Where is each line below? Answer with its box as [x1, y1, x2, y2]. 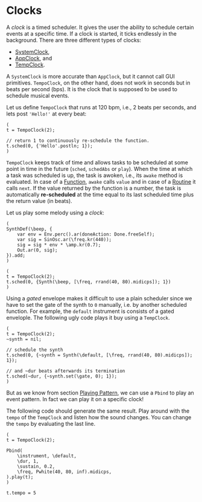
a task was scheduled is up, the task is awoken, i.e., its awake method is [6, 172, 183, 179]
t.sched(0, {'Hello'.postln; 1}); [6, 143, 93, 149]
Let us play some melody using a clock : [6, 209, 104, 216]
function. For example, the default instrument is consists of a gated [6, 307, 175, 315]
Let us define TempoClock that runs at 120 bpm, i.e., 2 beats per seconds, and [6, 103, 197, 111]
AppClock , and [14, 54, 52, 62]
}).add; [6, 252, 26, 259]
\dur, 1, [17, 458, 39, 464]
